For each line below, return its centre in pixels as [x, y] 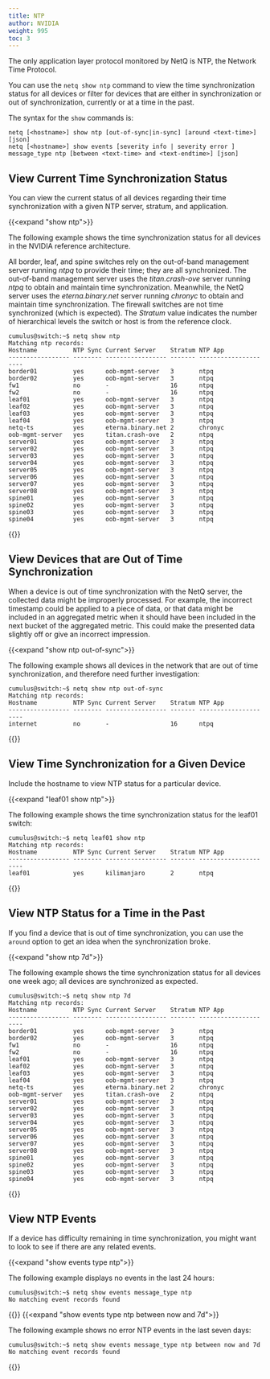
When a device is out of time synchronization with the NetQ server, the [125, 591]
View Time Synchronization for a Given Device [127, 764]
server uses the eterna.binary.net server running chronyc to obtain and [126, 296]
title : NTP [27, 16]
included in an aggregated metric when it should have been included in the [132, 617]
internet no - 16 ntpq [111, 724]
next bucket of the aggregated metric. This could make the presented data [132, 625]
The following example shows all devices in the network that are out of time [133, 665]
